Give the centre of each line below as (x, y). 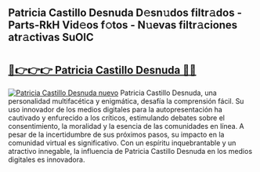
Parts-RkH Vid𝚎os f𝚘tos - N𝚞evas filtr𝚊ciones (123, 26)
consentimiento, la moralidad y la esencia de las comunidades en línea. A (126, 126)
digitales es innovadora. (47, 159)
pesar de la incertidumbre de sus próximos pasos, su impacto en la (116, 134)
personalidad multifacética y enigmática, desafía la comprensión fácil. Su (126, 101)
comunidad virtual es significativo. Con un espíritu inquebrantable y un (122, 143)
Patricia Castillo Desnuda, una (168, 93)
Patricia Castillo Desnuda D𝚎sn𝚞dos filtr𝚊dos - (125, 13)
